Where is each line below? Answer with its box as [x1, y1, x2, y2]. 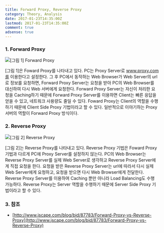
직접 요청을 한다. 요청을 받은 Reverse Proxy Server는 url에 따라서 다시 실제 [10, 163, 154, 169]
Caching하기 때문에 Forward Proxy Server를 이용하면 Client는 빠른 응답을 [14, 92, 157, 98]
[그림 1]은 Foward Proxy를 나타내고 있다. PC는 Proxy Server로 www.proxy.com [5, 68, 159, 73]
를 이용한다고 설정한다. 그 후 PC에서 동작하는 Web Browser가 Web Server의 [5, 74, 151, 80]
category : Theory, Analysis [5, 12, 62, 17]
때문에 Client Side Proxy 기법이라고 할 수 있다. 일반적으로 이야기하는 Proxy [14, 104, 158, 110]
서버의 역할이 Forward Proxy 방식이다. [5, 110, 79, 116]
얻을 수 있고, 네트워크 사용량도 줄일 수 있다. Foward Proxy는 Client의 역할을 [5, 98, 149, 104]
